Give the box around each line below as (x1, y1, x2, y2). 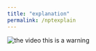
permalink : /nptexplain (7, 17, 77, 24)
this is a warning (42, 36, 90, 44)
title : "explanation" (7, 10, 70, 17)
